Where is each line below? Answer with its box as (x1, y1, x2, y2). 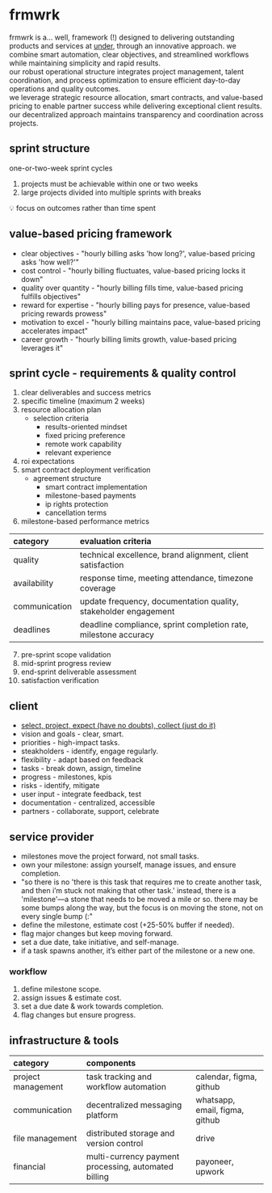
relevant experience (44, 448, 111, 457)
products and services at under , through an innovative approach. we (9, 40, 236, 50)
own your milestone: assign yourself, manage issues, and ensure (20, 860, 236, 870)
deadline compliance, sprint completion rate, (80, 619, 249, 630)
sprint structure (9, 141, 90, 155)
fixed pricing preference (44, 431, 126, 441)
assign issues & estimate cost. (20, 993, 122, 1003)
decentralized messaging (86, 1099, 182, 1111)
